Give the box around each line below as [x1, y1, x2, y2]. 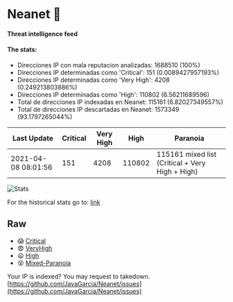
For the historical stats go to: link [7, 198, 101, 206]
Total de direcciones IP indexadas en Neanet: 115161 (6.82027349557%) [17, 97, 224, 106]
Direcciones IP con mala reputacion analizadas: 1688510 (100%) [17, 60, 201, 69]
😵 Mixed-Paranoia [17, 258, 71, 267]
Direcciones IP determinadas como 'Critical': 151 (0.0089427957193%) [17, 68, 220, 76]
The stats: [7, 45, 37, 54]
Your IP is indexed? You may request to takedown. [7, 272, 150, 280]
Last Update [12, 133, 54, 143]
